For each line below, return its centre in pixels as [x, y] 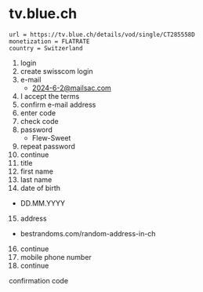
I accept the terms [50, 96]
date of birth [40, 188]
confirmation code [39, 280]
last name [36, 179]
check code [39, 121]
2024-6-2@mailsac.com [72, 88]
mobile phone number [56, 257]
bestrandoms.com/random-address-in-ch [88, 233]
